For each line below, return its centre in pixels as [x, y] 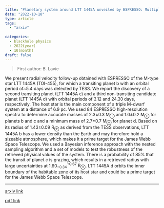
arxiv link [14, 191]
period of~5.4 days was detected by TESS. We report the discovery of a [78, 89]
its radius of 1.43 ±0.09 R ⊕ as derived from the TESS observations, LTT [77, 128]
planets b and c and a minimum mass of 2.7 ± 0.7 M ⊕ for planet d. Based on [81, 122]
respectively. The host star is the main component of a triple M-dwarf [75, 104]
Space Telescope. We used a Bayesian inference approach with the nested [80, 144]
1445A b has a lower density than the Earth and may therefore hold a [74, 134]
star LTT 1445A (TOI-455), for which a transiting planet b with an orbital [77, 83]
